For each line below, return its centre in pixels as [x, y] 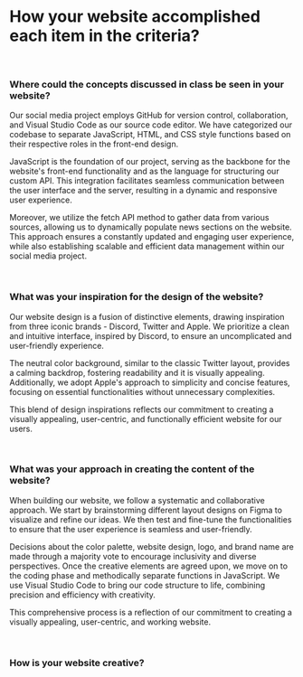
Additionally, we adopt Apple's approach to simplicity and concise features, [150, 382]
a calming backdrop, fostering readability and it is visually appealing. [137, 372]
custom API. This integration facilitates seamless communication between [147, 181]
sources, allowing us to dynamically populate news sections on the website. [151, 227]
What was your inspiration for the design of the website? [137, 297]
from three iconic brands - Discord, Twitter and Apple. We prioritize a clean [149, 326]
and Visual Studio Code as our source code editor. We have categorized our [151, 125]
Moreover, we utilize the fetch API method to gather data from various [139, 218]
